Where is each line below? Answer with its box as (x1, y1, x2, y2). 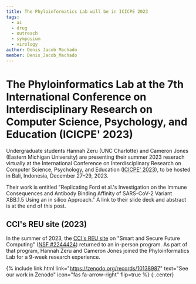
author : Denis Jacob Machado (6, 47, 77, 53)
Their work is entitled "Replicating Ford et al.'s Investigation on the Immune (6, 183, 187, 191)
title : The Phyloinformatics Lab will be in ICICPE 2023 (6, 8, 148, 15)
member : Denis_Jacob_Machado (6, 52, 77, 58)
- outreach (11, 31, 38, 36)
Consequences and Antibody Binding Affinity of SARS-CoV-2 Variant (6, 189, 173, 197)
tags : (6, 14, 19, 20)
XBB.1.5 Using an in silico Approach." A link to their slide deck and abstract (6, 196, 187, 203)
